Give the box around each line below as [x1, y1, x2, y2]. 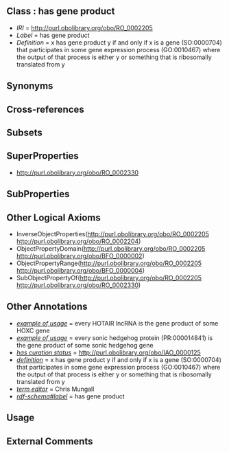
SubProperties [6, 188, 70, 200]
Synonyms [6, 80, 53, 92]
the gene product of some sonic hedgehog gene [16, 341, 154, 349]
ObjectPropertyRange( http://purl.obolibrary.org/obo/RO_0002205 [16, 259, 202, 267]
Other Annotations [6, 301, 88, 313]
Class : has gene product [6, 5, 115, 17]
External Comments [6, 436, 93, 447]
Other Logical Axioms [6, 212, 101, 223]
